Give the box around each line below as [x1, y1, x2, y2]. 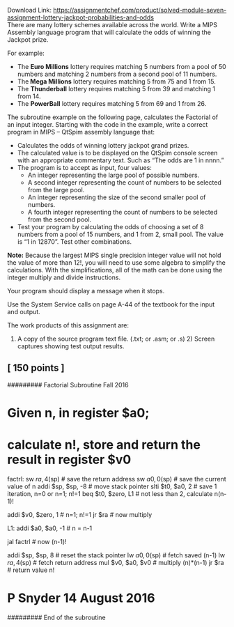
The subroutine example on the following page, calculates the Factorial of [7, 113, 218, 121]
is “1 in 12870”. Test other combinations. [17, 238, 132, 246]
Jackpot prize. [7, 36, 49, 44]
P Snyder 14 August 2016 [7, 590, 155, 606]
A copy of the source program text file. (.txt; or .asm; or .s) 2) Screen [17, 334, 215, 343]
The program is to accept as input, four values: [17, 164, 152, 171]
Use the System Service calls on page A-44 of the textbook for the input [7, 300, 215, 309]
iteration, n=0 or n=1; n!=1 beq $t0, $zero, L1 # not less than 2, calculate [7, 489, 213, 497]
